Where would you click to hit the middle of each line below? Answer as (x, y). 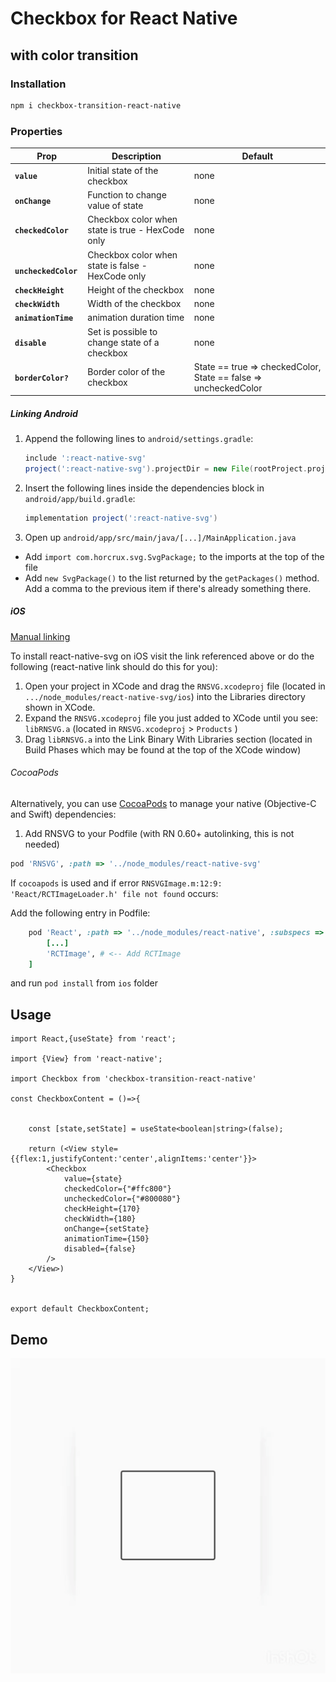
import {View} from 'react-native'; (86, 1059)
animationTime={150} (106, 1239)
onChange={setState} (106, 1229)
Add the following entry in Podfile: (80, 913)
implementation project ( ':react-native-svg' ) (121, 518)
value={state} (93, 1179)
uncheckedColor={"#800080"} (122, 1199)
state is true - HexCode (136, 230)
